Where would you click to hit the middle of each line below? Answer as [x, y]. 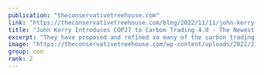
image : [19, 45]
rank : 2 [21, 59]
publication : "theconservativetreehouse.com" [84, 15]
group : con [26, 52]
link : [17, 23]
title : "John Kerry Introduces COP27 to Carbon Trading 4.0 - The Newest [132, 30]
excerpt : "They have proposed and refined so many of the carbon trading [132, 37]
